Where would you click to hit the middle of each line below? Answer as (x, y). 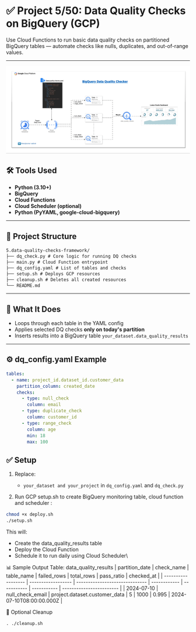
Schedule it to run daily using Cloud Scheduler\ (71, 555)
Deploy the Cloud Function (46, 549)
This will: (17, 532)
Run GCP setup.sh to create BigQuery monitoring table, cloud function (99, 497)
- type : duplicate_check (52, 411)
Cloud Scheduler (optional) (48, 206)
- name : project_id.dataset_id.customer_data (68, 380)
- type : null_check (45, 399)
